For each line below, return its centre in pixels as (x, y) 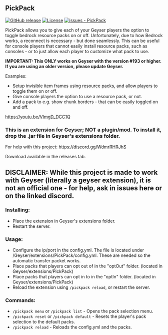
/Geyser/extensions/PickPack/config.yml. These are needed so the (81, 255)
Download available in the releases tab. (45, 157)
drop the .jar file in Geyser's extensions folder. (63, 136)
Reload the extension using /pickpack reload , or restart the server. (81, 287)
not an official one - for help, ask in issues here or (84, 188)
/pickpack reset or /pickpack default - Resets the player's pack (79, 316)
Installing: (17, 210)
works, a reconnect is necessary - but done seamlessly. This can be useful (82, 41)
